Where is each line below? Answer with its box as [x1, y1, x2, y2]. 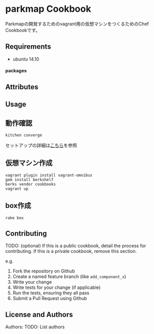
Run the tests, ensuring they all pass [12, 290, 90, 296]
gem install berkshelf [5, 177, 54, 182]
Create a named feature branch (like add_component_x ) [12, 273, 126, 280]
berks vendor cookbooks [5, 182, 56, 187]
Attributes [5, 83, 38, 91]
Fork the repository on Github [12, 268, 75, 274]
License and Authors [5, 310, 73, 319]
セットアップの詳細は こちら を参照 [5, 142, 77, 148]
